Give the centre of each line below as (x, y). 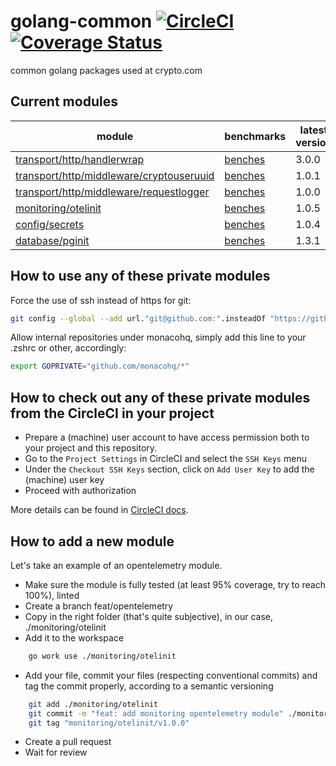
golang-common (81, 21)
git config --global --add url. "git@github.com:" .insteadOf (138, 318)
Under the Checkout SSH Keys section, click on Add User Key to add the (169, 469)
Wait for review (56, 752)
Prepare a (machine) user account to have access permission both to (167, 437)
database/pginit (52, 240)
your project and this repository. (91, 448)
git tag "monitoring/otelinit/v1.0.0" (109, 723)
